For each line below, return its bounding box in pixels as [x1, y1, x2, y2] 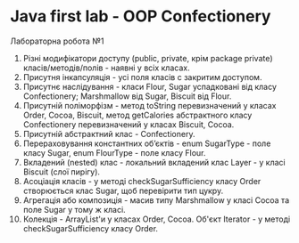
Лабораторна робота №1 [10, 36, 104, 46]
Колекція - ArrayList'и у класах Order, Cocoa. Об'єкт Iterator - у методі [22, 214, 291, 224]
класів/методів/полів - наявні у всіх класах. [22, 62, 190, 73]
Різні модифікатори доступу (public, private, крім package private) [22, 53, 273, 63]
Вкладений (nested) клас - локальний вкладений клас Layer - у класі [22, 157, 286, 167]
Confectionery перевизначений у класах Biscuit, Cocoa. [22, 118, 235, 130]
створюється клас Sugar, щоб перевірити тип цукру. [22, 185, 224, 196]
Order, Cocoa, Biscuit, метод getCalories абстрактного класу [22, 109, 253, 120]
